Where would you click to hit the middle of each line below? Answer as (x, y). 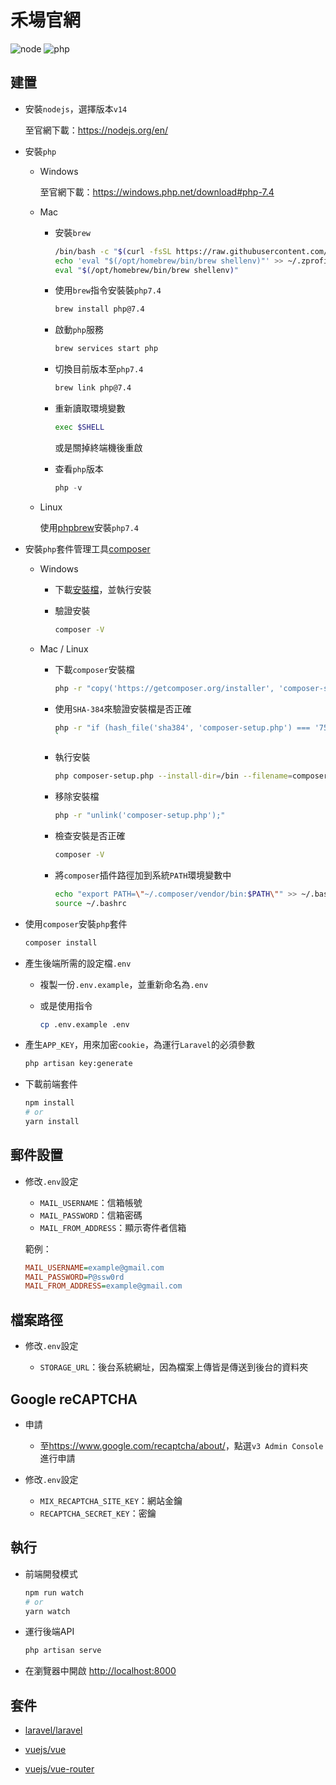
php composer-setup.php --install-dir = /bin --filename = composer (191, 776)
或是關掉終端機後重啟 (98, 447)
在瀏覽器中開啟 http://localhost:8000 (100, 1671)
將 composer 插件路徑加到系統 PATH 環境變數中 (143, 875)
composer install (61, 942)
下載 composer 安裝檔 (94, 669)
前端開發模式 (51, 1573)
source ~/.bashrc (90, 903)
